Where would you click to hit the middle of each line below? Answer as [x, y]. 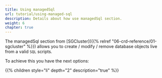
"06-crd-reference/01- [134, 41]
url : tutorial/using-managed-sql [39, 14]
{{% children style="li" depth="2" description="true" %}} [62, 70]
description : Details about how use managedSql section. [64, 18]
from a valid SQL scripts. [29, 52]
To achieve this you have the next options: [47, 61]
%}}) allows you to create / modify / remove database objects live [92, 47]
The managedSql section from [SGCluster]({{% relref [58, 41]
